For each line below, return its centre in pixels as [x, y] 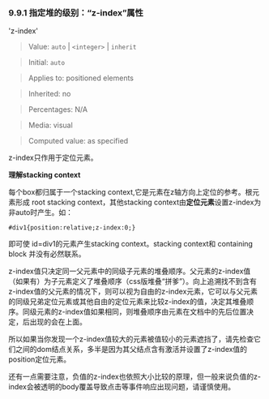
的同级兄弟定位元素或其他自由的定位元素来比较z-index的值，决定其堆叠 [128, 302]
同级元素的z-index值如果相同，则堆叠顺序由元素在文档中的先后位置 [134, 312]
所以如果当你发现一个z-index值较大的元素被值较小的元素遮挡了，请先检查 [131, 339]
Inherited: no [49, 94]
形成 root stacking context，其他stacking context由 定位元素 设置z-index [134, 202]
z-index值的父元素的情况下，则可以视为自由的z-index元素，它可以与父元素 [133, 292]
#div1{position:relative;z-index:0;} [72, 228]
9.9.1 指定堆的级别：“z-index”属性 [76, 12]
